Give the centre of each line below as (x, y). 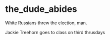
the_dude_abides (41, 9)
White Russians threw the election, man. (46, 23)
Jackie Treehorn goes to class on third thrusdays (55, 32)
